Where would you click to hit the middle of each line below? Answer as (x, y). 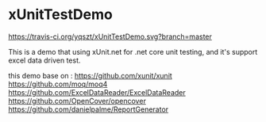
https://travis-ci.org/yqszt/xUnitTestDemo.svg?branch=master (110, 36)
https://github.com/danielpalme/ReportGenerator (89, 109)
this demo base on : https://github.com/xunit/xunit (90, 75)
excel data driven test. (44, 60)
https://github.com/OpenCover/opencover (77, 101)
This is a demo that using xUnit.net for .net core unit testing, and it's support (133, 51)
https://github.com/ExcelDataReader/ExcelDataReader (97, 92)
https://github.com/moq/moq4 (58, 84)
